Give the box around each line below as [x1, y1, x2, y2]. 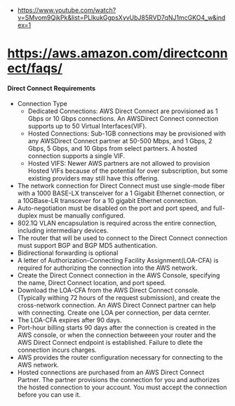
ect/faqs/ [7, 60, 63, 77]
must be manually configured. [39, 211, 126, 220]
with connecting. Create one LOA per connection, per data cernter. [17, 308, 210, 317]
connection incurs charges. [17, 346, 97, 354]
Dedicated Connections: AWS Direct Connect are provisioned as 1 [27, 107, 218, 115]
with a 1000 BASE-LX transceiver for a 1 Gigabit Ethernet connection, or [17, 189, 225, 197]
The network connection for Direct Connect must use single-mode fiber [17, 182, 225, 190]
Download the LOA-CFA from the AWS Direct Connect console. [17, 286, 200, 294]
